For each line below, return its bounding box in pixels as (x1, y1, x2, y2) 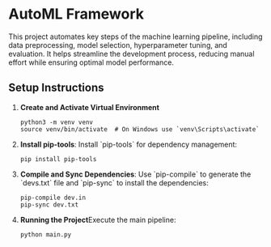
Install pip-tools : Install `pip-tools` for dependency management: (19, 139, 237, 149)
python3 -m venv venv (19, 118, 93, 126)
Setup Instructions (8, 81, 104, 95)
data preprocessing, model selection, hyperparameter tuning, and (8, 40, 228, 49)
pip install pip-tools (19, 155, 97, 163)
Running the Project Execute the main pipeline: (19, 215, 176, 224)
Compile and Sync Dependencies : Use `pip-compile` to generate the (19, 169, 252, 179)
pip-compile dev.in (19, 194, 87, 202)
